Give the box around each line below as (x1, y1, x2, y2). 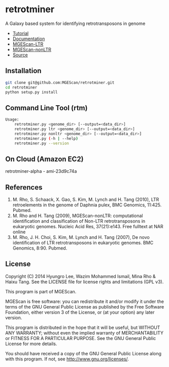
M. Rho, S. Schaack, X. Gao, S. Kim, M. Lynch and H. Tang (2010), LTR (12, 197, 159, 203)
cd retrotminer (5, 85, 38, 90)
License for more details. (5, 341, 57, 347)
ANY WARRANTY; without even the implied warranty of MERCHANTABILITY (5, 329, 164, 336)
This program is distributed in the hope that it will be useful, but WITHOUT (5, 324, 160, 330)
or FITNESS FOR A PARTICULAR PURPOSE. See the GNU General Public (5, 335, 156, 341)
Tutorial (12, 30, 29, 36)
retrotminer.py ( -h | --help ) (14, 136, 79, 141)
